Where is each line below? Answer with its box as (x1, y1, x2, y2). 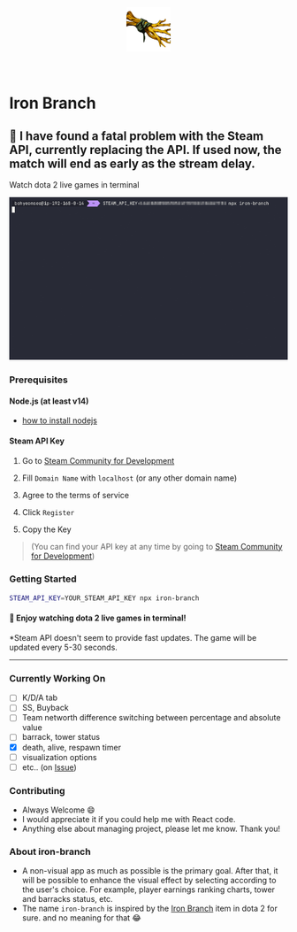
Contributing (9, 784, 65, 797)
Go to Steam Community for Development (21, 455, 175, 466)
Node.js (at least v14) (9, 396, 89, 406)
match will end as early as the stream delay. (9, 156, 256, 171)
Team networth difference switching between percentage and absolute (21, 712, 281, 723)
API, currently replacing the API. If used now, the (9, 142, 282, 158)
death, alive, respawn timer (21, 742, 122, 752)
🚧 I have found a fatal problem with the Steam (9, 128, 263, 143)
